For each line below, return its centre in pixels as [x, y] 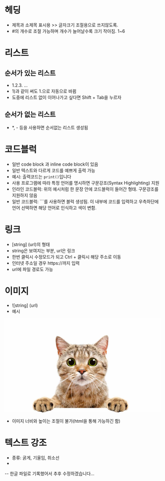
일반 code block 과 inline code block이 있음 [55, 164]
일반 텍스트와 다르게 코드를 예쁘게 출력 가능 [54, 170]
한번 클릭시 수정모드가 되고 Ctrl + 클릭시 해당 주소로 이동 [66, 257]
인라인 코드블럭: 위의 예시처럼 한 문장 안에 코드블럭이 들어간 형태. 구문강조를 [85, 189]
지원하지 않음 [25, 195]
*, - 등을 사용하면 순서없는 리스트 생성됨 [50, 127]
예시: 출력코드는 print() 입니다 [41, 177]
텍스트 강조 [26, 443]
